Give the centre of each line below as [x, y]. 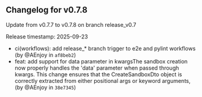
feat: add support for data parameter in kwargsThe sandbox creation [101, 61]
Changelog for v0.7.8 [47, 10]
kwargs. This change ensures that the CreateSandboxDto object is [98, 74]
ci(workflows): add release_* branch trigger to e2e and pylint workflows [105, 48]
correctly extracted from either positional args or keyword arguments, [103, 81]
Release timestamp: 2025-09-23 [47, 37]
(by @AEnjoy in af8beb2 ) [45, 55]
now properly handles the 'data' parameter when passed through [97, 68]
